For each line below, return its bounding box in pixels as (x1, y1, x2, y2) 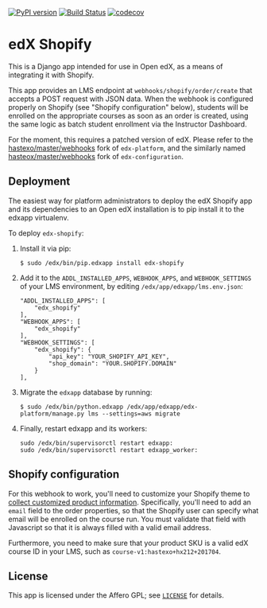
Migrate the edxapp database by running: (19, 387, 153, 397)
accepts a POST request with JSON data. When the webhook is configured (8, 94, 254, 103)
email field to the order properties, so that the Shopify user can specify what (8, 505, 259, 515)
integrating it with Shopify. (8, 70, 95, 80)
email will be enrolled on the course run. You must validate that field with (8, 514, 246, 524)
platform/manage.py (19, 410, 85, 418)
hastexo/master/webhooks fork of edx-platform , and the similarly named (8, 143, 246, 153)
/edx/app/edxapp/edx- (126, 403, 199, 411)
